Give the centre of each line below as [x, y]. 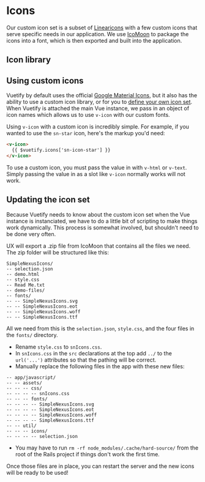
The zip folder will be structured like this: [58, 252]
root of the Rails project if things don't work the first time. [88, 454]
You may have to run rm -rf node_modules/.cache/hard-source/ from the [107, 448]
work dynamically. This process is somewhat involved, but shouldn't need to [102, 228]
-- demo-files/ [26, 290]
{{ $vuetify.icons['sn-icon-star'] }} [61, 150]
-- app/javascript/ [31, 377]
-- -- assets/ [24, 383]
